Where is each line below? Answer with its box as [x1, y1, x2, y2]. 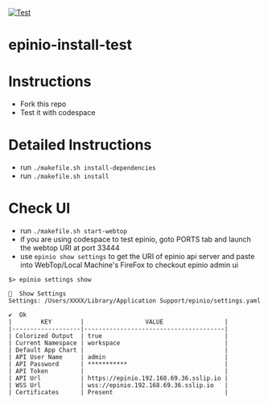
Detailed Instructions [8, 136, 152, 155]
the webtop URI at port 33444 [19, 243, 120, 253]
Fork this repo [19, 99, 67, 109]
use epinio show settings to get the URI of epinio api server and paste [19, 252, 255, 261]
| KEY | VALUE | [8, 318, 229, 326]
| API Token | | [8, 367, 229, 375]
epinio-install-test [8, 36, 133, 54]
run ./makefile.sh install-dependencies [19, 163, 156, 172]
